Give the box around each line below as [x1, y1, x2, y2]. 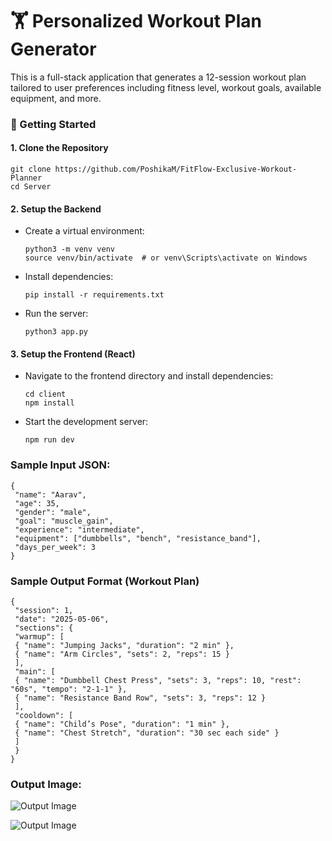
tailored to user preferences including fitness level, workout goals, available [10, 81, 322, 93]
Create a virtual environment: [24, 225, 145, 237]
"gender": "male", [14, 507, 92, 517]
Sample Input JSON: [10, 458, 111, 472]
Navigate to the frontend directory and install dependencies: [24, 370, 274, 382]
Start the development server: [24, 416, 149, 428]
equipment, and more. [10, 92, 102, 104]
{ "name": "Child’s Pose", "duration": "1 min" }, [14, 719, 230, 730]
